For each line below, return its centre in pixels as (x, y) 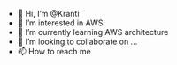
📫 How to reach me (54, 51)
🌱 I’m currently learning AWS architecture (93, 32)
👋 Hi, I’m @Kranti (48, 14)
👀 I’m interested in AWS (60, 23)
